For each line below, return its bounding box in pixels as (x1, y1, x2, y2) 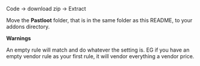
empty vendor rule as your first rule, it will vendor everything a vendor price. (6, 53, 195, 59)
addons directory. (6, 23, 50, 30)
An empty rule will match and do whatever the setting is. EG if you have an (6, 46, 190, 53)
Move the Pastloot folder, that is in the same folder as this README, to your (6, 17, 193, 23)
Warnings (6, 35, 31, 41)
